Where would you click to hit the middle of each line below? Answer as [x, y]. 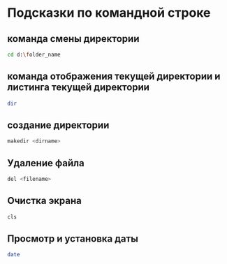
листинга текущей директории [79, 88]
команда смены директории [73, 39]
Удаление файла [46, 163]
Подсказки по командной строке [109, 13]
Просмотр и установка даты [73, 239]
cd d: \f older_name [34, 54]
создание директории [58, 125]
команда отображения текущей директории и [114, 76]
